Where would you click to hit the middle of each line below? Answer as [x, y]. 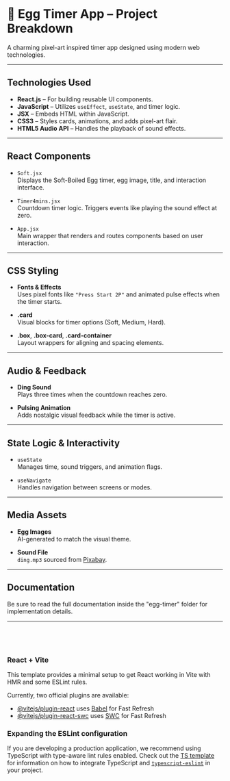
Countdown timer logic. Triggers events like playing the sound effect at [117, 207]
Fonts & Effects [39, 287]
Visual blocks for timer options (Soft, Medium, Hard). [91, 322]
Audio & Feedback [47, 371]
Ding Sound [34, 387]
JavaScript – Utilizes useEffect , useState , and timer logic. [98, 106]
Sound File [33, 552]
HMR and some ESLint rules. [47, 682]
